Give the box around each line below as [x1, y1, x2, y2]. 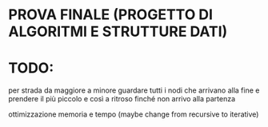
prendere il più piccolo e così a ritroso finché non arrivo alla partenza [8, 94, 236, 104]
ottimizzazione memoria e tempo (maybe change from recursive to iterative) [8, 109, 259, 119]
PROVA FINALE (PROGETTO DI [8, 6, 214, 24]
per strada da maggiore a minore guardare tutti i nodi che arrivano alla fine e [8, 85, 260, 95]
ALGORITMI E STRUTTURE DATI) [8, 22, 228, 41]
